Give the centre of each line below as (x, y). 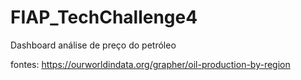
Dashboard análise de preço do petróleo (93, 45)
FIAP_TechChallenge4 (104, 17)
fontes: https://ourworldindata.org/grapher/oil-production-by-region (150, 64)
